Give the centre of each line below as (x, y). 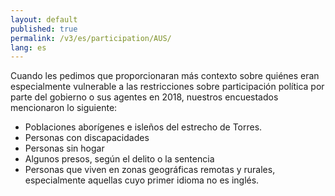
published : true (44, 29)
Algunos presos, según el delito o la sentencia (119, 159)
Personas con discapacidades (87, 138)
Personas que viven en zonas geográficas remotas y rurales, (150, 170)
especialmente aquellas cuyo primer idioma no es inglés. (142, 180)
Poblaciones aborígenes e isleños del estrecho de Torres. (143, 127)
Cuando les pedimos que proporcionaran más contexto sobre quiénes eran (165, 76)
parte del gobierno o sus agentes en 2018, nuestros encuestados (144, 97)
